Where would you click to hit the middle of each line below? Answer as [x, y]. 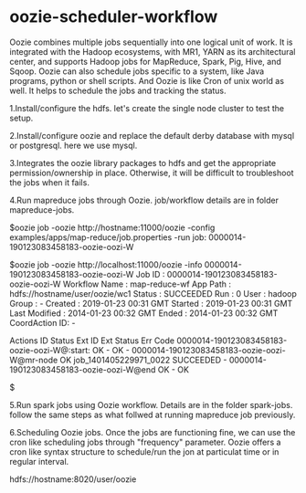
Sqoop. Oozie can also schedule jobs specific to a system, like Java [137, 71]
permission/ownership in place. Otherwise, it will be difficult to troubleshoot [152, 173]
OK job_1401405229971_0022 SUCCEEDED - [143, 360]
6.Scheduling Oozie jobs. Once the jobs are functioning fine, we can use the [153, 432]
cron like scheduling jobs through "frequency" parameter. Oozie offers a [145, 442]
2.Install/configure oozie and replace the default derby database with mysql [152, 135]
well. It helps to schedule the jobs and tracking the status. [118, 90]
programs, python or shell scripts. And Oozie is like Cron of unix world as [147, 80]
